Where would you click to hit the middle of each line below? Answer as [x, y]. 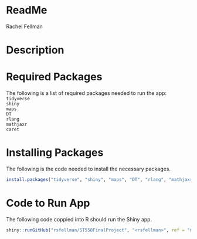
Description [35, 50]
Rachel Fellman [24, 26]
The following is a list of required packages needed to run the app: [86, 93]
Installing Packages [55, 153]
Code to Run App [48, 203]
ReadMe [27, 10]
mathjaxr [17, 124]
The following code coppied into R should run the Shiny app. [79, 219]
